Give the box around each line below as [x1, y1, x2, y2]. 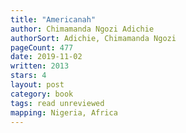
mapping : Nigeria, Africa [10, 107, 118, 118]
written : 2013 [10, 61, 70, 71]
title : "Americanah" [10, 14, 97, 25]
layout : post [10, 80, 65, 90]
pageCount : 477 [10, 42, 74, 53]
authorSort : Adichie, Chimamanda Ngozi [10, 33, 177, 43]
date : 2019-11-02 [10, 52, 83, 62]
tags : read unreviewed [10, 98, 105, 108]
